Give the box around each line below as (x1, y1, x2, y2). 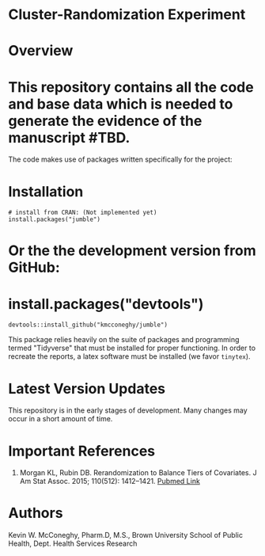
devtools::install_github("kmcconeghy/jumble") (8, 321, 168, 329)
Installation (8, 182, 84, 200)
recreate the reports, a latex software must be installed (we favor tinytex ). (8, 352, 251, 361)
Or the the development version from (8, 242, 256, 260)
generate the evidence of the (8, 112, 203, 130)
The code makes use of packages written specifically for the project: (8, 154, 233, 164)
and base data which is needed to (8, 95, 233, 112)
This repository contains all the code (8, 78, 255, 96)
